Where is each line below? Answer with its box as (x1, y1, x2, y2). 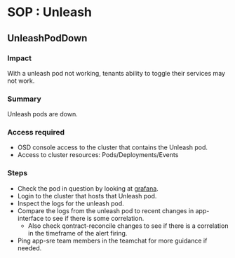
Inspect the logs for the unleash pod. (17, 199, 124, 208)
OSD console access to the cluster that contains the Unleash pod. (17, 143, 208, 151)
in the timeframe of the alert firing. (27, 229, 128, 237)
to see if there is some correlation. (45, 214, 145, 222)
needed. (17, 243, 42, 252)
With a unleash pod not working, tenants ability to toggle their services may (7, 69, 226, 77)
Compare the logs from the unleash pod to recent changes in (17, 206, 194, 215)
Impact (7, 53, 32, 63)
